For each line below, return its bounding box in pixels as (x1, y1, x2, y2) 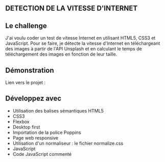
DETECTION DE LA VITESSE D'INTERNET (5, 4, 138, 13)
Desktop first (12, 124, 40, 130)
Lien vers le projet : (5, 79, 46, 86)
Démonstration (5, 66, 55, 74)
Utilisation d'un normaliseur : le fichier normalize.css (12, 140, 124, 146)
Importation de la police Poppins (12, 129, 81, 136)
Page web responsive (12, 134, 59, 141)
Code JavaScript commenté (12, 151, 72, 157)
